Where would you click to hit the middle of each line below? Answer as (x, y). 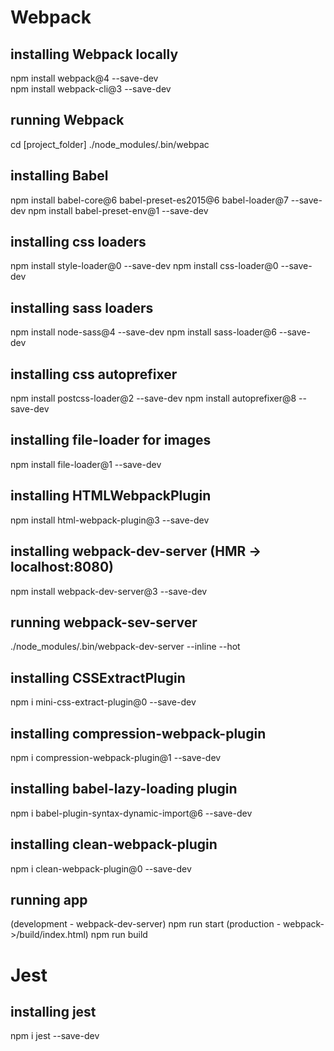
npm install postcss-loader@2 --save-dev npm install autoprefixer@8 (153, 398)
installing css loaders (78, 242)
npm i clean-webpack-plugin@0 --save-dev (101, 868)
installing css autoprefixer (94, 374)
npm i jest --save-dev (55, 1036)
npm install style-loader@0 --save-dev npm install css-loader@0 (144, 266)
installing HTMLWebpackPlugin (111, 496)
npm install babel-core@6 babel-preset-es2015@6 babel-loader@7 (149, 200)
